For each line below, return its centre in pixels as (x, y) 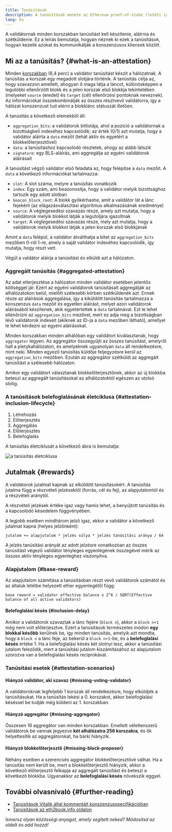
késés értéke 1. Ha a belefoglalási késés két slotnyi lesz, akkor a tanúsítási (84, 644)
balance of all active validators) (43, 599)
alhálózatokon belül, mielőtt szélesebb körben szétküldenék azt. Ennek (80, 293)
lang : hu (15, 19)
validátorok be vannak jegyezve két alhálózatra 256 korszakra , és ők (79, 731)
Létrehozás (25, 414)
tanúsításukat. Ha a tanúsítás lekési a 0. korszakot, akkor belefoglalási (79, 697)
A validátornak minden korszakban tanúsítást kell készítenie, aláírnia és (80, 34)
